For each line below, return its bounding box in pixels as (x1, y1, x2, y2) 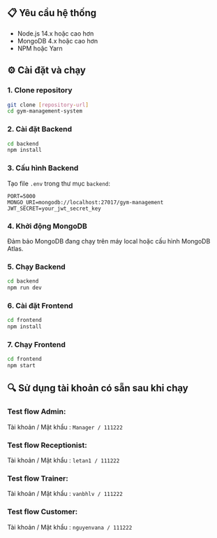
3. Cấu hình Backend (7, 163, 79, 173)
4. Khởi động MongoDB (7, 221, 87, 231)
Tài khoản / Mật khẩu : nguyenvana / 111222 (7, 523, 133, 531)
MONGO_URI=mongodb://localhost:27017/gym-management (7, 199, 164, 206)
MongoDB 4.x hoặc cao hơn (17, 36, 98, 45)
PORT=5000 (7, 192, 36, 199)
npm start (7, 362, 36, 369)
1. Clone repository (7, 85, 73, 95)
